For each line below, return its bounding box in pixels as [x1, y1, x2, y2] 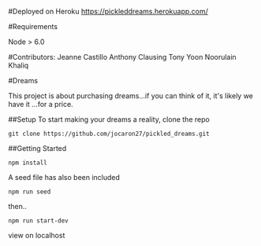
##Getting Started [8, 144, 67, 152]
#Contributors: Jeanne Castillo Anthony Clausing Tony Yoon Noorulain [8, 53, 237, 61]
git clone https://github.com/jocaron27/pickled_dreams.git [8, 130, 211, 138]
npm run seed [8, 188, 51, 196]
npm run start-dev [8, 217, 69, 225]
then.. [8, 202, 28, 211]
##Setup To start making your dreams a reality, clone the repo [8, 115, 211, 124]
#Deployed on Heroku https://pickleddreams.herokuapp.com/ [8, 7, 209, 16]
